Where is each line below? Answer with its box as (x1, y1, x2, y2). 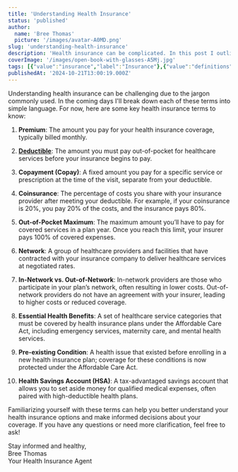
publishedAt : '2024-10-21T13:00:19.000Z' (8, 69, 132, 76)
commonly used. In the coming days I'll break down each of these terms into (8, 96, 231, 105)
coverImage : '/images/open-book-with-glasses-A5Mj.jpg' (8, 57, 176, 64)
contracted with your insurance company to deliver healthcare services (18, 254, 227, 263)
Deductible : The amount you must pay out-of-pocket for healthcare (18, 146, 216, 155)
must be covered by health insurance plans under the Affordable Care (18, 319, 222, 328)
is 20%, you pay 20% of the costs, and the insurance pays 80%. (18, 204, 207, 212)
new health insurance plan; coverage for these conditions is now (18, 355, 207, 364)
